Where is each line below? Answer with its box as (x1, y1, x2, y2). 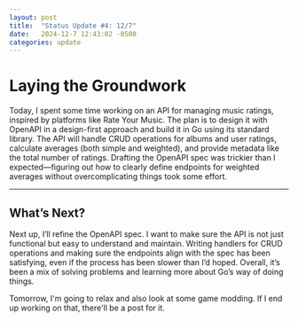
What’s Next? (9, 205, 86, 220)
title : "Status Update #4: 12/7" (9, 21, 137, 30)
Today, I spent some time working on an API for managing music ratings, (9, 106, 274, 116)
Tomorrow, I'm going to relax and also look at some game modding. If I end (9, 294, 283, 303)
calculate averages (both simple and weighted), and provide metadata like (9, 143, 280, 153)
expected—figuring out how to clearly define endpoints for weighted (9, 161, 260, 173)
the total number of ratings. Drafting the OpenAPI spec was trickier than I (9, 153, 277, 163)
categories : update (9, 37, 82, 47)
